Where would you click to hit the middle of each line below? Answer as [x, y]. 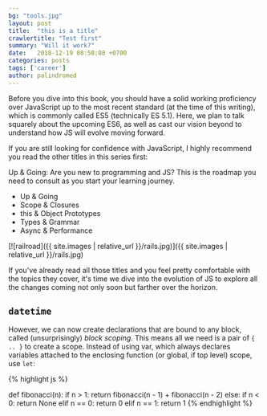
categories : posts [39, 61]
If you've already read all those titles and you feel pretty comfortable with [129, 270]
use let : [22, 364]
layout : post [30, 23]
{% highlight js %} [38, 379]
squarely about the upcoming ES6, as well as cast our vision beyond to [125, 124]
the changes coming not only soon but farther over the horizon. [113, 287]
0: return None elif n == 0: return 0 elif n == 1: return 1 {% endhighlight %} [130, 403]
